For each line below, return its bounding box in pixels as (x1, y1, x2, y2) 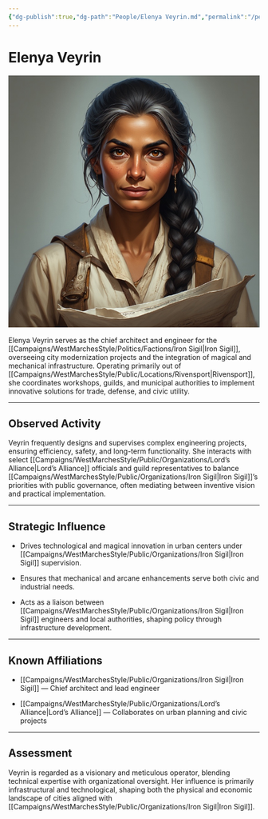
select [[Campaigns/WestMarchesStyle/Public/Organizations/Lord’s (8, 455, 231, 465)
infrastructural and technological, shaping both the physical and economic (8, 785, 253, 794)
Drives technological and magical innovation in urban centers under (19, 541, 243, 551)
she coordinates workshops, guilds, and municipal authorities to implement (8, 378, 255, 387)
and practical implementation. (8, 489, 106, 499)
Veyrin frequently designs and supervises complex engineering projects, (8, 438, 247, 448)
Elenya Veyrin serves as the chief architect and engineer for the (8, 335, 218, 345)
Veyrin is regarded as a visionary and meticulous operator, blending (8, 768, 231, 777)
